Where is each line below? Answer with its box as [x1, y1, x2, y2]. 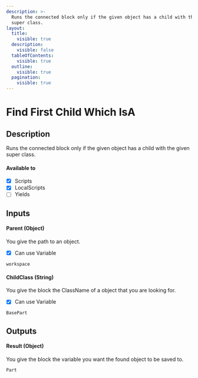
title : [11, 31, 28, 37]
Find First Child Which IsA [6, 106, 136, 119]
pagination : [11, 74, 41, 80]
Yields [14, 191, 30, 198]
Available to [6, 164, 36, 171]
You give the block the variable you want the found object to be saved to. [6, 356, 184, 363]
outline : [11, 63, 33, 70]
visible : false [16, 47, 54, 53]
